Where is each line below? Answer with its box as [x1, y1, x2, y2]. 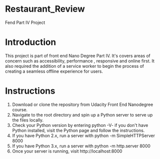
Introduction [5, 37, 56, 48]
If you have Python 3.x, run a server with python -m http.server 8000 [12, 143, 151, 149]
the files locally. [12, 117, 44, 123]
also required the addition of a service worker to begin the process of [5, 63, 144, 69]
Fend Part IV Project [5, 20, 45, 25]
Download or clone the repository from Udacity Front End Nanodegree [12, 101, 153, 107]
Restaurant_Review [5, 3, 85, 15]
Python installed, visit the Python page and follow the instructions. [12, 127, 145, 133]
